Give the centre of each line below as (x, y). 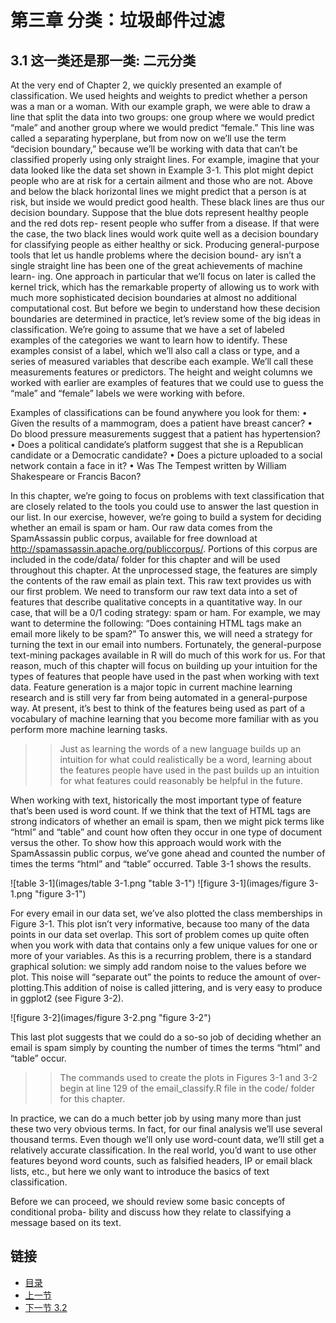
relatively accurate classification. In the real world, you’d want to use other (163, 1150)
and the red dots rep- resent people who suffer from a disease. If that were (165, 223)
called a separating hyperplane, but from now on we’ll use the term (148, 138)
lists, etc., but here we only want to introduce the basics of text (140, 1171)
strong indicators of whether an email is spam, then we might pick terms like (167, 821)
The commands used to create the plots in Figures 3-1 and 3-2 (188, 1077)
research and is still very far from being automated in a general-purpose (159, 697)
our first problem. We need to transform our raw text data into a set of (154, 591)
